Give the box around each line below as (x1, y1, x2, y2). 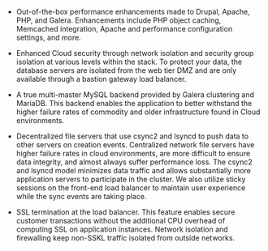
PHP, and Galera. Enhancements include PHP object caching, (15, 15, 222, 25)
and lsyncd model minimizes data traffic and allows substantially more (15, 166, 252, 175)
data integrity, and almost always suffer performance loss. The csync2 (15, 157, 253, 167)
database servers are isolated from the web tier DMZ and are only (15, 66, 237, 75)
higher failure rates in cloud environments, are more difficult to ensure (15, 149, 251, 158)
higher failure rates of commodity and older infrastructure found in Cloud (15, 107, 261, 117)
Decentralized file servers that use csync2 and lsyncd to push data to (15, 131, 249, 141)
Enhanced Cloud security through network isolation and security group (15, 49, 254, 57)
